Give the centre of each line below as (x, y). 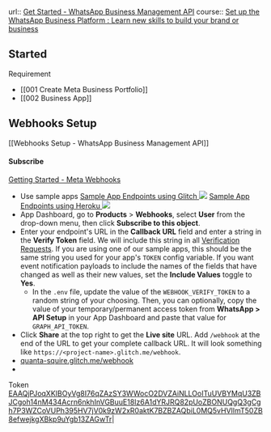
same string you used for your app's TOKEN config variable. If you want (137, 257)
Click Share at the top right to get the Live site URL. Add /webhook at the (140, 334)
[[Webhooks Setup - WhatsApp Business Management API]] (109, 143)
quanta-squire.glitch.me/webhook (76, 360)
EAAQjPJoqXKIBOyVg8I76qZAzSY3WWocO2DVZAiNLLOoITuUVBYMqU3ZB (135, 393)
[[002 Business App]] (56, 98)
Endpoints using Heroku (60, 205)
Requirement (30, 74)
